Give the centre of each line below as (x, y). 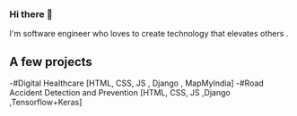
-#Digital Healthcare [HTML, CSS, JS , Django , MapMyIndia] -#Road (137, 83)
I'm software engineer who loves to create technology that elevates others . (149, 34)
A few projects (51, 62)
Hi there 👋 (31, 14)
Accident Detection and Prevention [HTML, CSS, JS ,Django (120, 93)
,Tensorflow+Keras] (46, 103)
